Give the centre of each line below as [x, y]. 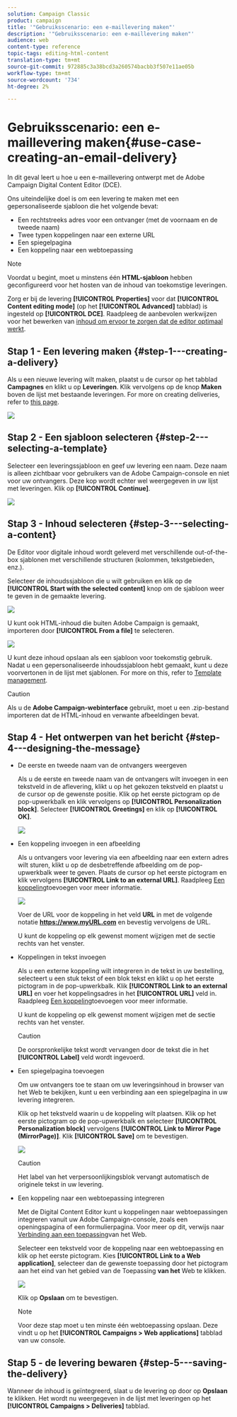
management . [28, 680]
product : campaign [34, 21]
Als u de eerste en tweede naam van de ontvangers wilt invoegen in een [123, 779]
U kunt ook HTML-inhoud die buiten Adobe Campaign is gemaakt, [103, 623]
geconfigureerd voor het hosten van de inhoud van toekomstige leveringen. [117, 285]
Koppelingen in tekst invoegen [62, 957]
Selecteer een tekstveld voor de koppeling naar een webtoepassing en [121, 1248]
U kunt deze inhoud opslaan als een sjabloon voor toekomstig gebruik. [110, 657]
